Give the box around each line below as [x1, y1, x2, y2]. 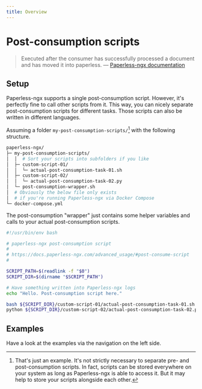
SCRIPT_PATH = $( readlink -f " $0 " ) [6, 268, 90, 274]
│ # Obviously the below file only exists [6, 189, 117, 196]
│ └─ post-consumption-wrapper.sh [6, 184, 96, 190]
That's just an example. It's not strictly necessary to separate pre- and [14, 357, 189, 364]
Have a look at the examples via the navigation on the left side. [6, 340, 161, 347]
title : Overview [6, 8, 47, 15]
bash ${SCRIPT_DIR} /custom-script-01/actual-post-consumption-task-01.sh [6, 301, 195, 308]
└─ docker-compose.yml [6, 200, 63, 207]
